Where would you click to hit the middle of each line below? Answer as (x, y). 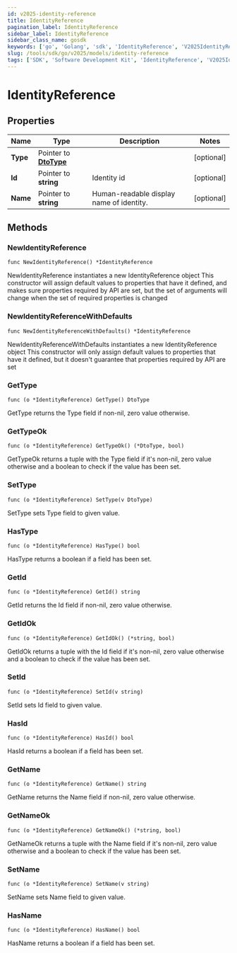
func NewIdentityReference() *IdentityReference (80, 263)
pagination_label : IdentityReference (63, 27)
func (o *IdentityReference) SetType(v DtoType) (80, 500)
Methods (28, 228)
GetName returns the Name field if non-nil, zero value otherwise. (102, 797)
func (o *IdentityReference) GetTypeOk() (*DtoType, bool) (96, 446)
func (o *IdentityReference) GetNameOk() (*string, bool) (94, 830)
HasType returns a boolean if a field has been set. (80, 559)
